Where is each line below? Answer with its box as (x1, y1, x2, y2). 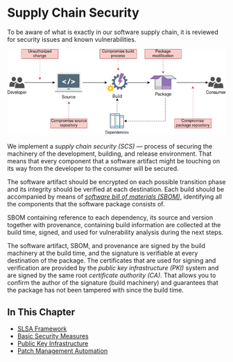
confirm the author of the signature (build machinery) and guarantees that (7, 279, 218, 287)
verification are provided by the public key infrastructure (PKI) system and (7, 264, 219, 272)
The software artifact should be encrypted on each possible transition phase (7, 178, 226, 186)
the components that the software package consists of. (7, 200, 165, 208)
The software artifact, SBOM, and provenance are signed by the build (7, 242, 206, 250)
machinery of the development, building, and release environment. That (7, 149, 212, 158)
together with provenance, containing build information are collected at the (7, 221, 221, 229)
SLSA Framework (17, 324, 67, 333)
